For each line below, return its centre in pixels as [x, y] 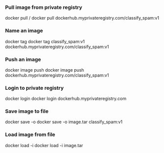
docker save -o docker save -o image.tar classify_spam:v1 [64, 122]
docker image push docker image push [45, 70]
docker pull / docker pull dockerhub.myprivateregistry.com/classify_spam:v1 [82, 18]
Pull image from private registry [44, 7]
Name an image [24, 31]
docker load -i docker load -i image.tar [44, 145]
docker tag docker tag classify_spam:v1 [45, 41]
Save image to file [27, 111]
